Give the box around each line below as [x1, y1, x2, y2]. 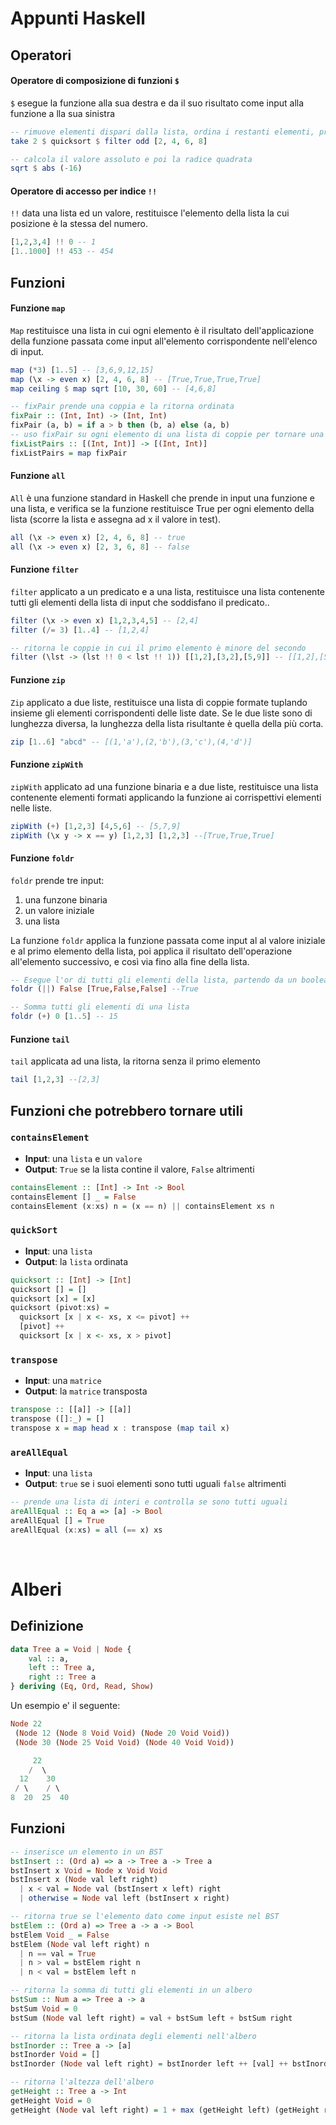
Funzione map [10, 302, 66, 314]
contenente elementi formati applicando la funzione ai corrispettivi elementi [10, 791, 322, 803]
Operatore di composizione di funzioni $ [10, 75, 180, 87]
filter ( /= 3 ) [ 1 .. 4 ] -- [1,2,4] [10, 625, 150, 635]
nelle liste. [10, 802, 53, 814]
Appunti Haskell [10, 7, 146, 30]
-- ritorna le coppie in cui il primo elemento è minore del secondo [10, 643, 307, 653]
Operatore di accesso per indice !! [10, 185, 158, 197]
